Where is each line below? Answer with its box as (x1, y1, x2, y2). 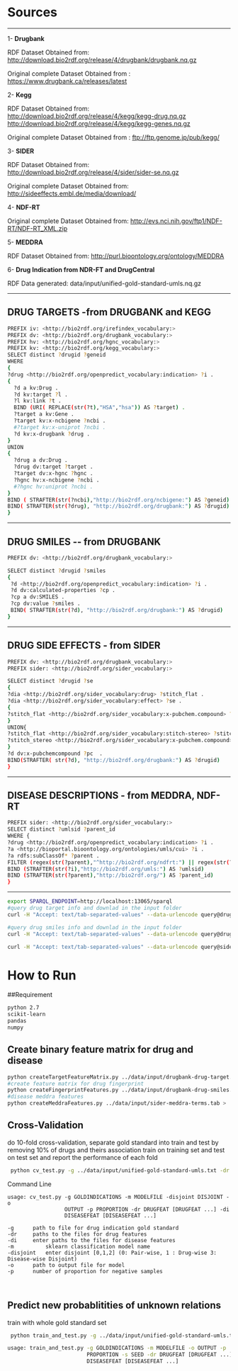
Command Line (7, 1180, 52, 1188)
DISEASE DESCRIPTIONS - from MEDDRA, (7, 790, 195, 802)
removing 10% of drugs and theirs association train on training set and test (7, 1145, 225, 1154)
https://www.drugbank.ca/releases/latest (7, 76, 127, 85)
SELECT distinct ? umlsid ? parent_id (7, 826, 115, 833)
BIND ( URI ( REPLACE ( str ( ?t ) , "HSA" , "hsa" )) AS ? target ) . (13, 404, 186, 411)
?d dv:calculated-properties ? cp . (10, 587, 115, 594)
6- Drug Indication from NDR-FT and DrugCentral (7, 265, 155, 273)
